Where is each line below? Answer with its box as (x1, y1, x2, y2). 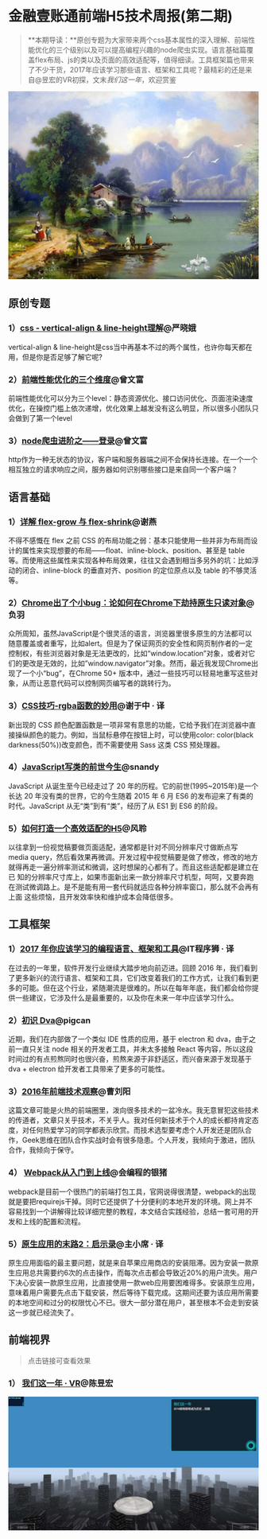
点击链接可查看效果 (27, 1355, 91, 1365)
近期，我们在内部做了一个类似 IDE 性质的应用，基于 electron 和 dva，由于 (8, 1035, 250, 1044)
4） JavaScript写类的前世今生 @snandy (8, 761, 160, 772)
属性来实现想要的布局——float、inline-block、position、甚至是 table (21, 546, 245, 555)
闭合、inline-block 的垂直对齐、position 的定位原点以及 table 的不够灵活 (21, 565, 257, 575)
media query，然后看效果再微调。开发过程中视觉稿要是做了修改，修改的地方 (8, 853, 258, 862)
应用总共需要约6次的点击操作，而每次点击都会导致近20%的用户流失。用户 (14, 1268, 258, 1277)
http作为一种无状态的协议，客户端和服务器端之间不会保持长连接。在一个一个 (8, 455, 258, 464)
